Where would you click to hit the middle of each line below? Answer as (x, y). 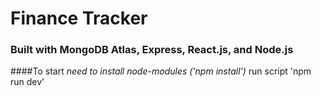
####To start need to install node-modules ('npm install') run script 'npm (161, 71)
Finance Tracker (79, 18)
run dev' (27, 82)
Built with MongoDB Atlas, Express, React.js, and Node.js (152, 50)
